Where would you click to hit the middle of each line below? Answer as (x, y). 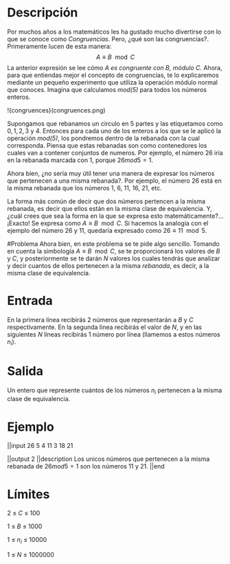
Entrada (30, 301)
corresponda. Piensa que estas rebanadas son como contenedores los (107, 145)
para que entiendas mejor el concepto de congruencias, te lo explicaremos (113, 75)
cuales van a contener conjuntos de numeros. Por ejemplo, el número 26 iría (115, 153)
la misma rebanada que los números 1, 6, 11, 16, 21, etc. (85, 188)
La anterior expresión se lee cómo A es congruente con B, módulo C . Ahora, (115, 67)
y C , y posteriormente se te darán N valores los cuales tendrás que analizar (114, 258)
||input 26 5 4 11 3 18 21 (40, 446)
